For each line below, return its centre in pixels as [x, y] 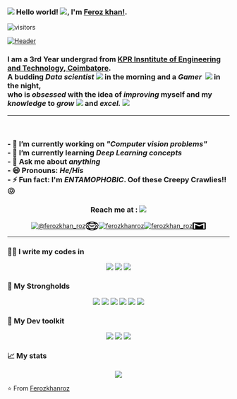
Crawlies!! [209, 179]
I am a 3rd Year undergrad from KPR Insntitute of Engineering [114, 59]
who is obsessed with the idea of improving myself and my [110, 95]
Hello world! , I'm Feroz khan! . [72, 12]
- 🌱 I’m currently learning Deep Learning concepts [95, 153]
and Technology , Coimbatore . [59, 69]
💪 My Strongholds [39, 286]
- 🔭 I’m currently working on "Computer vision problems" [107, 143]
